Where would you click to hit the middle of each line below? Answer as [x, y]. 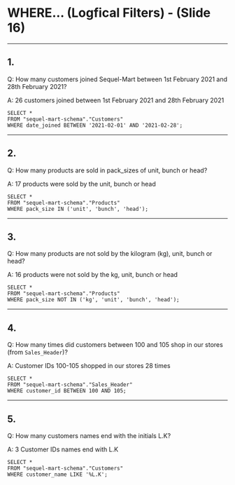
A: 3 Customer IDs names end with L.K [63, 449]
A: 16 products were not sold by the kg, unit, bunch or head [93, 275]
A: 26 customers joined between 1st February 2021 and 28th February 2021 [116, 100]
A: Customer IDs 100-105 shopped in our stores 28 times [89, 366]
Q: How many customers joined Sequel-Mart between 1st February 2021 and [117, 79]
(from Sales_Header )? [38, 353]
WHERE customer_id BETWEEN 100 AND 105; [67, 391]
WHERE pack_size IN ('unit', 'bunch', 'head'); [78, 209]
